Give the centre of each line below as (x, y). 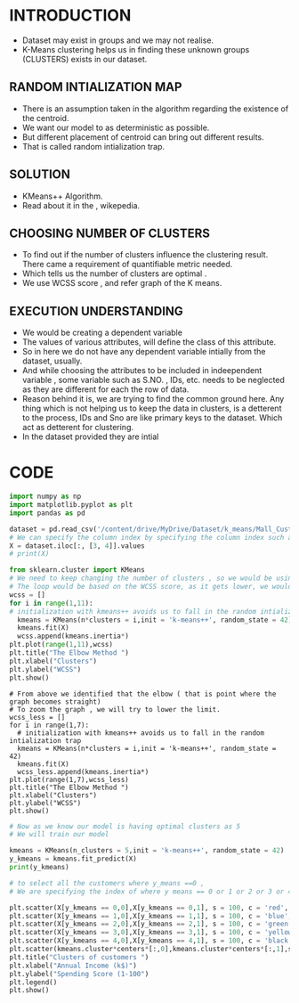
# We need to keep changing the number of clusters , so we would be (141, 579)
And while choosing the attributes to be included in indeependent (142, 371)
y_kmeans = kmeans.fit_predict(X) (73, 859)
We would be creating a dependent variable (102, 333)
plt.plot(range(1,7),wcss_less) (69, 779)
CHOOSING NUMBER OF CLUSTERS (110, 233)
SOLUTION (40, 175)
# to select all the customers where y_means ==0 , (107, 883)
